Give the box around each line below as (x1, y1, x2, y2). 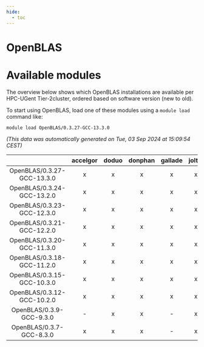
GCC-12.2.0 (19, 226, 56, 234)
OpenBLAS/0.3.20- (9, 236, 66, 244)
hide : (6, 8, 20, 15)
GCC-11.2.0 (19, 261, 56, 269)
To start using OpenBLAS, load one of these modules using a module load (6, 107, 190, 114)
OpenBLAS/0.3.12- (9, 288, 66, 297)
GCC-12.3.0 (19, 208, 56, 217)
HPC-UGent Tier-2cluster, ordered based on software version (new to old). (6, 94, 193, 102)
